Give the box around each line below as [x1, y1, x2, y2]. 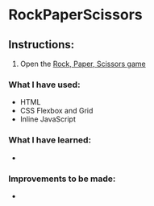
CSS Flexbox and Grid [19, 106, 94, 116]
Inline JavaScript [19, 114, 77, 124]
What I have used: [8, 79, 81, 90]
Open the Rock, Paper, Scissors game [19, 59, 147, 68]
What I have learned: [8, 134, 91, 146]
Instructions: [8, 38, 75, 51]
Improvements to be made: [8, 173, 116, 184]
